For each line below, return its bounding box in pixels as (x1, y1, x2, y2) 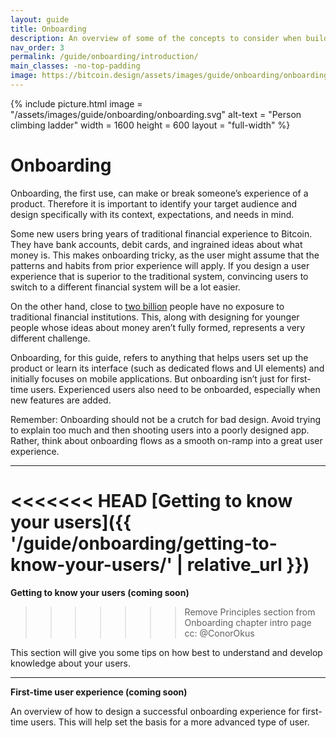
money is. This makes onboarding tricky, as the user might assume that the (10, 249, 320, 261)
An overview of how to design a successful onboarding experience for (10, 705, 300, 717)
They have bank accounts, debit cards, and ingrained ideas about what (10, 238, 303, 250)
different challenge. (10, 332, 91, 344)
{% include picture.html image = (10, 97, 143, 110)
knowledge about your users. (10, 657, 131, 669)
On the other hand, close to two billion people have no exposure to (10, 300, 285, 312)
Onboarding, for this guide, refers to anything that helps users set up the (10, 351, 309, 363)
